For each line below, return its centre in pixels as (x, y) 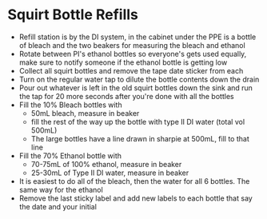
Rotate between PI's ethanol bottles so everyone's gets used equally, (133, 54)
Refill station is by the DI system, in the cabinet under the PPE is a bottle (137, 37)
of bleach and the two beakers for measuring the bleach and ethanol (132, 45)
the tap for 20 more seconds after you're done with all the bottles (126, 96)
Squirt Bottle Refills (73, 15)
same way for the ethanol (61, 189)
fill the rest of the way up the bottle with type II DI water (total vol (138, 121)
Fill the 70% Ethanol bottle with (70, 155)
